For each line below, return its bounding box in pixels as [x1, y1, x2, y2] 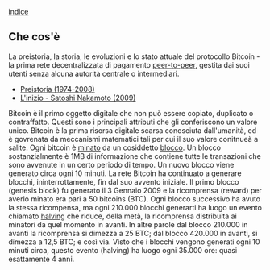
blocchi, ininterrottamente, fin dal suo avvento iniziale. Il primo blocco [8, 177, 239, 186]
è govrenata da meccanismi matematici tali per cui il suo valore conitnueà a [8, 134, 259, 143]
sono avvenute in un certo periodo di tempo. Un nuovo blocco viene [8, 160, 235, 169]
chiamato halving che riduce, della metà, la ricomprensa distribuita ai [8, 211, 238, 221]
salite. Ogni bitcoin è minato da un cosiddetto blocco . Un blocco [8, 143, 222, 152]
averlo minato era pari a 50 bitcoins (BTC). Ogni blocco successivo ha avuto [8, 193, 261, 204]
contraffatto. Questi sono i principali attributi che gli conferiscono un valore [8, 117, 258, 127]
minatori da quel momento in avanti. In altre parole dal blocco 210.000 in [8, 219, 248, 229]
